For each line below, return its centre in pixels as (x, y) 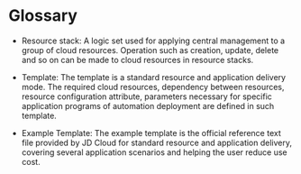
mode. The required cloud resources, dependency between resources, (153, 87)
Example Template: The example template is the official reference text (151, 133)
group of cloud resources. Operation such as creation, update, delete (150, 50)
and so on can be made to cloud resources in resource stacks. (137, 60)
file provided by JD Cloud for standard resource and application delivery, (157, 142)
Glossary (43, 16)
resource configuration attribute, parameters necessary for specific (146, 96)
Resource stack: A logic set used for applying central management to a (153, 41)
